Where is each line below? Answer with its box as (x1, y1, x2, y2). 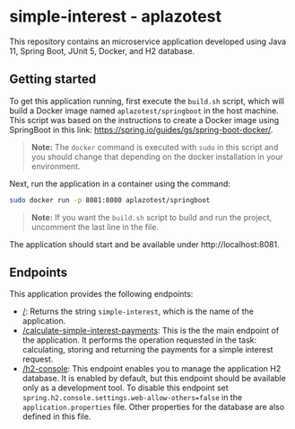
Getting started (9, 72, 97, 87)
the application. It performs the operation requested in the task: (22, 335, 257, 345)
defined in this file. (22, 411, 91, 422)
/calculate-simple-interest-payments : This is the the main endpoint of (22, 326, 280, 336)
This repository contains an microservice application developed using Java (9, 36, 287, 47)
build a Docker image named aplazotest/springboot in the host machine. (9, 105, 280, 116)
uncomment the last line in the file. (30, 221, 160, 232)
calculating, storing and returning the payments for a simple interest (22, 344, 273, 355)
